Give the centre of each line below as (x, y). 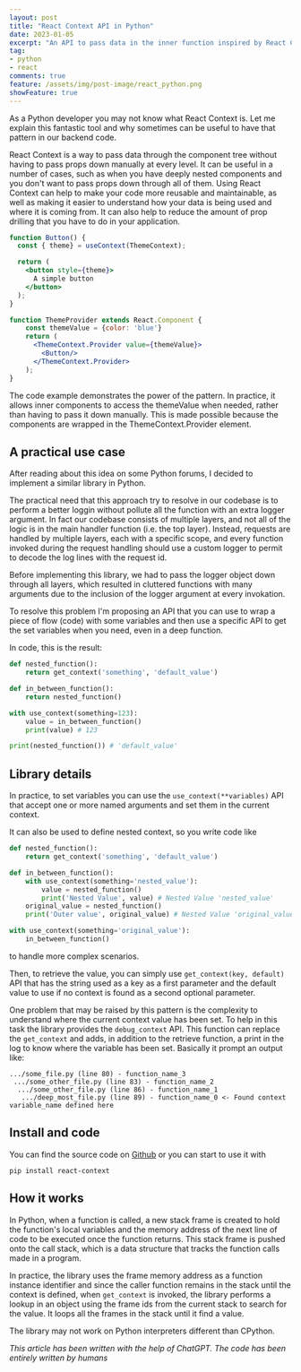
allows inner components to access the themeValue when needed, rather (144, 405)
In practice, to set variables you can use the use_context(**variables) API (146, 796)
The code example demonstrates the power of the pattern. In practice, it (142, 395)
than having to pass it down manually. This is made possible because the (144, 414)
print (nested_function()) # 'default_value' (94, 746)
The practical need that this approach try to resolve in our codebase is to (144, 500)
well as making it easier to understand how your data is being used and (141, 202)
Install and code (55, 1133)
